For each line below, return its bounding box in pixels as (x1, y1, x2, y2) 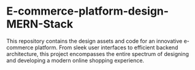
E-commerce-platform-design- (6, 4, 169, 18)
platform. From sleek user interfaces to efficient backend (34, 44, 178, 51)
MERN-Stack (6, 17, 74, 31)
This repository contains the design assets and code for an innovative (6, 37, 183, 44)
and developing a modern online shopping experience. (6, 57, 145, 64)
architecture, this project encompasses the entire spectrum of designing (6, 50, 189, 57)
